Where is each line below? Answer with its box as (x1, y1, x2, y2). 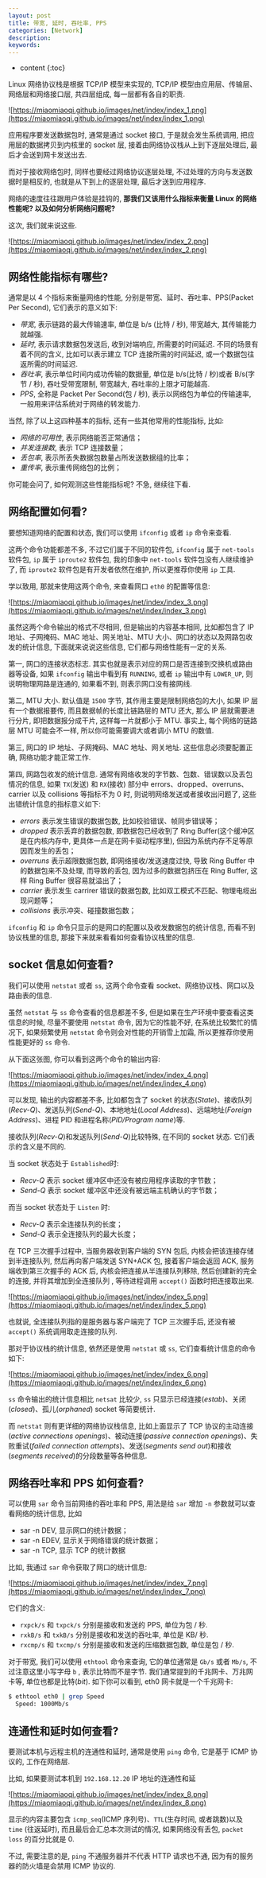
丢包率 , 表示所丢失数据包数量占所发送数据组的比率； (19, 453, 191, 462)
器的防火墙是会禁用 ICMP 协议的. (8, 1861, 116, 1870)
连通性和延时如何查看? (8, 1724, 119, 1738)
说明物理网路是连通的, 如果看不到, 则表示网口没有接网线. (8, 678, 192, 688)
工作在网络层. (25, 1756, 71, 1766)
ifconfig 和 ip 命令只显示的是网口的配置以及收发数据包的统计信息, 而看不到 (8, 922, 256, 931)
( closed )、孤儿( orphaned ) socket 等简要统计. (8, 1404, 156, 1413)
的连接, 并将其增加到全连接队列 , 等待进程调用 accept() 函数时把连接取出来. (8, 1276, 255, 1285)
